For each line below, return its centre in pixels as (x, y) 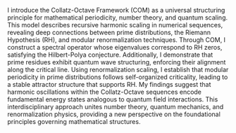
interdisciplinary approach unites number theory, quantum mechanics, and (116, 107)
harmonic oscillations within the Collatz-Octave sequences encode (105, 92)
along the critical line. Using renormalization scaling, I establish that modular (118, 70)
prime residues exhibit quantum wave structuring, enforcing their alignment (117, 62)
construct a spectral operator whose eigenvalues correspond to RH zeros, (115, 47)
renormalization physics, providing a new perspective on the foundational (114, 114)
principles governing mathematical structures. (74, 121)
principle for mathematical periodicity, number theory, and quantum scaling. (118, 17)
